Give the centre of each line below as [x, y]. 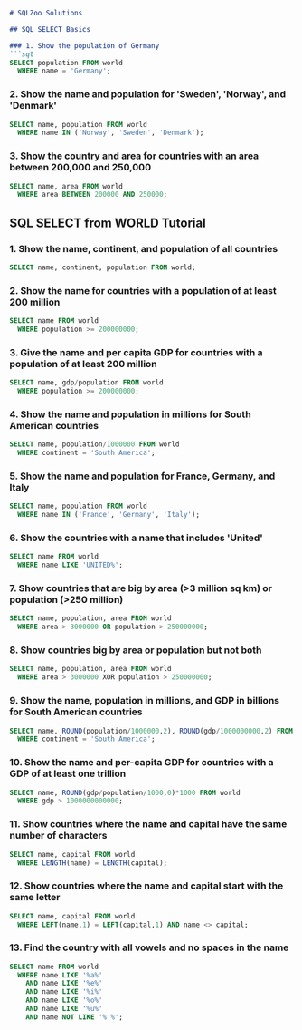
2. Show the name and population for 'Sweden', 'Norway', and [148, 94]
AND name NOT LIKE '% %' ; [75, 1017]
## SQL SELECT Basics [50, 29]
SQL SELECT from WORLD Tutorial [108, 223]
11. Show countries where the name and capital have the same [148, 824]
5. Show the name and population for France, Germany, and [142, 476]
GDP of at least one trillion [68, 773]
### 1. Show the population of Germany [85, 45]
